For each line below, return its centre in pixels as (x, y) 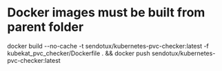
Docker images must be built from (106, 13)
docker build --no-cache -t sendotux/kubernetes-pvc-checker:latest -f (108, 46)
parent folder (46, 27)
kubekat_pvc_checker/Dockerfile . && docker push (79, 53)
